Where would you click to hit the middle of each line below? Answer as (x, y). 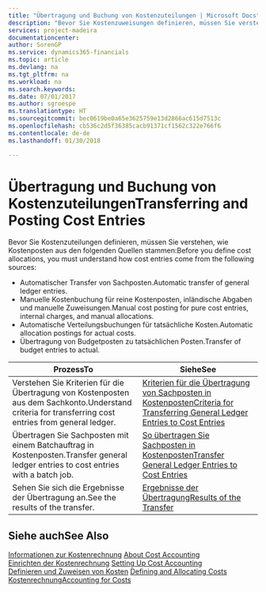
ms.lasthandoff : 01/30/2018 (55, 140)
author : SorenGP (35, 45)
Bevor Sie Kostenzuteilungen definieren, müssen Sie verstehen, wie (118, 242)
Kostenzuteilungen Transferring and (128, 203)
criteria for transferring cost (64, 412)
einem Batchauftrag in (53, 446)
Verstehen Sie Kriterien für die (68, 383)
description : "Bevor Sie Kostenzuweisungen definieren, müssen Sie (122, 23)
